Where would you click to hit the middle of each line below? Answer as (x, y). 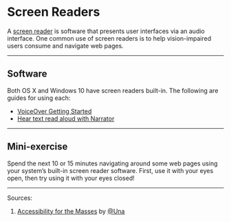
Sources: (20, 198)
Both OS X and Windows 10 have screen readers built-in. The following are (113, 90)
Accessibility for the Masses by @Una (71, 211)
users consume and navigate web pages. (65, 46)
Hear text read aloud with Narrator (66, 119)
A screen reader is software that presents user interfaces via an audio (106, 31)
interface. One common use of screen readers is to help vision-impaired (109, 38)
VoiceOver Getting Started (54, 111)
